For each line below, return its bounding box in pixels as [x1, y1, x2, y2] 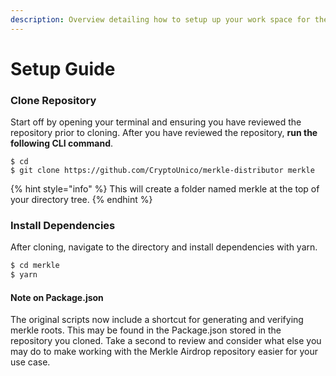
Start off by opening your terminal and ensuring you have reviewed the [10, 116, 302, 128]
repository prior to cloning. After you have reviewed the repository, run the [10, 127, 318, 139]
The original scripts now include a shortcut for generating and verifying [10, 314, 304, 326]
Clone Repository [10, 93, 97, 107]
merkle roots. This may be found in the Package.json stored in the [10, 324, 282, 336]
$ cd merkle [10, 261, 60, 271]
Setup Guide [10, 57, 116, 80]
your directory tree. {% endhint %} [10, 194, 153, 206]
